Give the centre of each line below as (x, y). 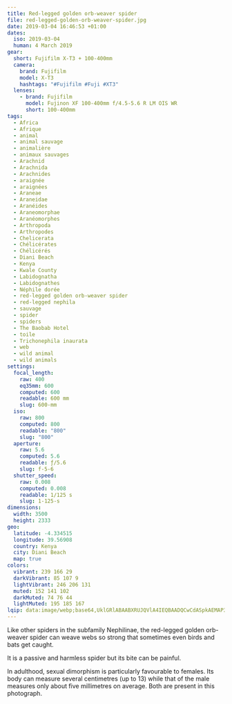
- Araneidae (31, 200)
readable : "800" (43, 431)
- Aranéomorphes (37, 219)
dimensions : (24, 508)
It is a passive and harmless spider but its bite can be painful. (94, 658)
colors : (18, 566)
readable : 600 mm (45, 399)
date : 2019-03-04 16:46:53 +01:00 (57, 26)
